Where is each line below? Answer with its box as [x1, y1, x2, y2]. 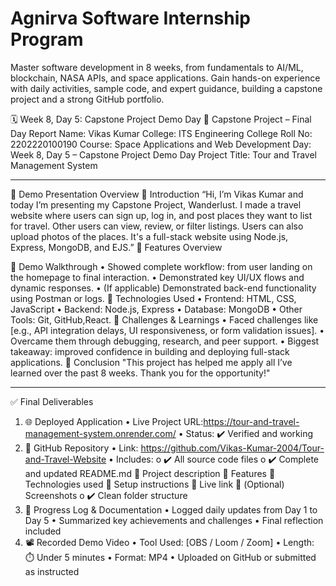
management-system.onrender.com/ [24, 427, 177, 439]
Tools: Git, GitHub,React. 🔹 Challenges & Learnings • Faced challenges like [10, 313, 319, 326]
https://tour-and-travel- [203, 415, 300, 427]
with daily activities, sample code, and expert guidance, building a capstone [10, 82, 323, 94]
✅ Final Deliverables [10, 395, 94, 407]
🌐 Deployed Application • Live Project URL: [24, 415, 204, 427]
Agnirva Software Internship [10, 7, 251, 30]
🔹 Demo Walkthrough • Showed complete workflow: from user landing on [10, 260, 313, 272]
